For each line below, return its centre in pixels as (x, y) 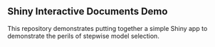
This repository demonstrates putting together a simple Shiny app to (107, 28)
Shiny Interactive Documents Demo (88, 12)
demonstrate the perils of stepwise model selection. (84, 36)
